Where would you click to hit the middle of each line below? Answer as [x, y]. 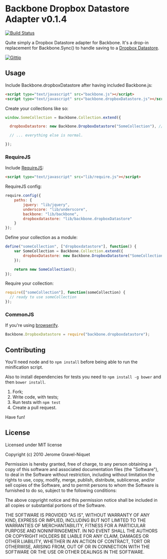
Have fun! [15, 417]
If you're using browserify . [32, 325]
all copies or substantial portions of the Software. [55, 505]
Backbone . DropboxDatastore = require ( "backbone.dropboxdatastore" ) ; [78, 334]
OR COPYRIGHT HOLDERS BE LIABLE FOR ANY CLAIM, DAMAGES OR [77, 536]
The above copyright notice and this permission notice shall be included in [81, 500]
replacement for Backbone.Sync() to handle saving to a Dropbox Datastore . [82, 48]
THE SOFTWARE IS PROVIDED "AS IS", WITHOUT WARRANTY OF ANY [78, 515]
